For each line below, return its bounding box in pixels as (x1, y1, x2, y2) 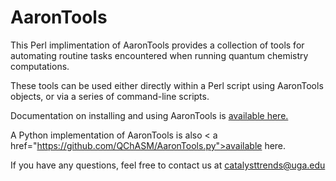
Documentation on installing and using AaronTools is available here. (10, 109, 289, 121)
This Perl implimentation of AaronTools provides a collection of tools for (10, 39, 305, 51)
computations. (10, 60, 70, 72)
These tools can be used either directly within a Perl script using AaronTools (10, 79, 324, 91)
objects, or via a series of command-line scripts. (10, 90, 210, 102)
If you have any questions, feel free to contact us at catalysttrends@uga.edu (10, 159, 326, 171)
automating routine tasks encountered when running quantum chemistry (10, 49, 309, 61)
